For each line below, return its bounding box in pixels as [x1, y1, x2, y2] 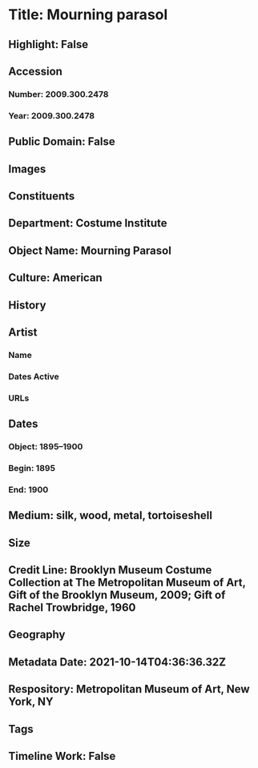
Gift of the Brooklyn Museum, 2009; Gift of [8, 589, 226, 602]
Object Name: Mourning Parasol [8, 243, 172, 257]
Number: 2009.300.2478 [8, 88, 109, 99]
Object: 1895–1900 [8, 441, 83, 452]
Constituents [8, 189, 75, 203]
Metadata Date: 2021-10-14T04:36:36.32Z [8, 655, 227, 669]
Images [8, 162, 46, 175]
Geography [8, 628, 66, 641]
